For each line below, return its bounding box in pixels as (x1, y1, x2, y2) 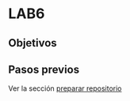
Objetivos (8, 36, 57, 50)
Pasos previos (8, 62, 80, 76)
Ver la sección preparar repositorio (8, 84, 122, 93)
